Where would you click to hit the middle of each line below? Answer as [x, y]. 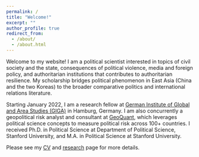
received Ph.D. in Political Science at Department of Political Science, [91, 129]
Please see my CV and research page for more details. [73, 147]
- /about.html [29, 45]
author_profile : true [33, 28]
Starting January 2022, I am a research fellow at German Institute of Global [98, 104]
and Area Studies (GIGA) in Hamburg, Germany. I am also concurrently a [94, 111]
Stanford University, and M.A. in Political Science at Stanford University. [94, 136]
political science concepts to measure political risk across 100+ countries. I [98, 123]
